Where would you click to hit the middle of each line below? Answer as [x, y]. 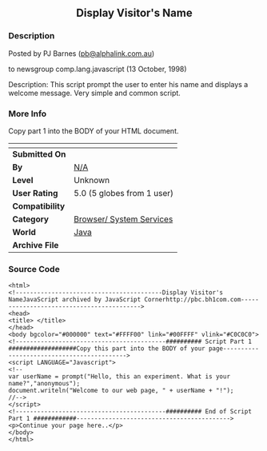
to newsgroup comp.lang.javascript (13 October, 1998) [98, 69]
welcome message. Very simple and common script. [95, 93]
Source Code [34, 269]
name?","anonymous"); [44, 384]
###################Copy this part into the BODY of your [107, 349]
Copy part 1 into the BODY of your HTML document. [94, 130]
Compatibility [39, 206]
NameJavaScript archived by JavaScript [75, 300]
